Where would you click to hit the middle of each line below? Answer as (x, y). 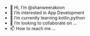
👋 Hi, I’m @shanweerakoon (37, 8)
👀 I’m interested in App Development (47, 13)
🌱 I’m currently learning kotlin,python (47, 18)
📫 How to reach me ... (33, 28)
